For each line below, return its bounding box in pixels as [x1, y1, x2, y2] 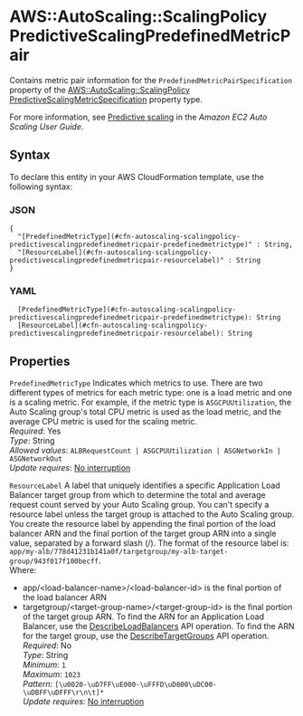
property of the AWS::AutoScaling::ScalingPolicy [9, 84, 190, 95]
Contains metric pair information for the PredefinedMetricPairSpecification [9, 74, 292, 85]
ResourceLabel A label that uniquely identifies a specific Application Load [9, 480, 280, 491]
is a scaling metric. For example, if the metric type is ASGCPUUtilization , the [9, 396, 292, 408]
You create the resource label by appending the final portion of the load [9, 519, 276, 530]
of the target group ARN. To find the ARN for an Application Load [22, 611, 265, 622]
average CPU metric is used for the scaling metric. [9, 416, 197, 427]
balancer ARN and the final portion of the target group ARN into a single [9, 528, 277, 539]
